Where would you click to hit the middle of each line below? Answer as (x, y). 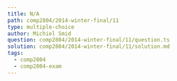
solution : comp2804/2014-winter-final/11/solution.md (89, 46)
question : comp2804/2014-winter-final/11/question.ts (89, 40)
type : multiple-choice (41, 27)
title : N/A (23, 14)
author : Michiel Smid (39, 33)
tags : (15, 54)
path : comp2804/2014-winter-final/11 (63, 20)
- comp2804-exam (38, 66)
